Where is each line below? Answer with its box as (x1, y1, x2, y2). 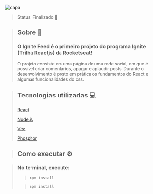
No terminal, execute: (17, 164, 70, 171)
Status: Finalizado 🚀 (17, 14, 58, 20)
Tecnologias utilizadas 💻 (17, 91, 96, 99)
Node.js (17, 116, 33, 122)
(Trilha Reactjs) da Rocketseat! (17, 49, 92, 56)
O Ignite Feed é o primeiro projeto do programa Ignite (17, 43, 146, 50)
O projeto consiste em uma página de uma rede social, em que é (17, 61, 149, 66)
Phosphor (17, 135, 37, 141)
